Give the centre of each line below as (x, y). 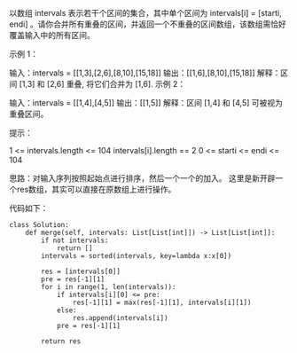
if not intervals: (75, 240)
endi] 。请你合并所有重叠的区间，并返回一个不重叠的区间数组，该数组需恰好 (148, 24)
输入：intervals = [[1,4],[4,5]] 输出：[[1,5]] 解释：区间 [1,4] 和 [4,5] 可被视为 (146, 103)
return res (61, 341)
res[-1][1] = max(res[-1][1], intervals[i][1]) (162, 302)
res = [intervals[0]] (81, 271)
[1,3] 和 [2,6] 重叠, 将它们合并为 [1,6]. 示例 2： (102, 84)
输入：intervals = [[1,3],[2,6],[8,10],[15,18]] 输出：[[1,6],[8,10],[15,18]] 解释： (145, 73)
